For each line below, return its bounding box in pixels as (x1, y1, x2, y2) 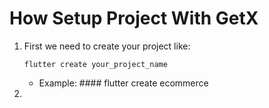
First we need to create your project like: (23, 40, 191, 52)
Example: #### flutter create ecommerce (38, 77, 209, 89)
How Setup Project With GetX (9, 7, 259, 30)
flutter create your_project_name (23, 59, 168, 69)
